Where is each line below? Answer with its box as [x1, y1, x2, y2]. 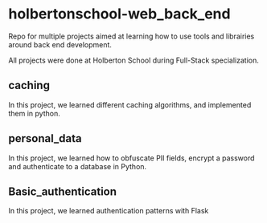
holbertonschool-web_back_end [8, 5, 231, 23]
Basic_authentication [8, 184, 117, 198]
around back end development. [8, 39, 113, 49]
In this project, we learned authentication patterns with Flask [8, 206, 209, 216]
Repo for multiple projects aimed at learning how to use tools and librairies [8, 31, 255, 41]
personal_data [8, 132, 82, 145]
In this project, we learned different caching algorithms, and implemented [8, 99, 252, 109]
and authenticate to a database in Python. [8, 161, 147, 171]
